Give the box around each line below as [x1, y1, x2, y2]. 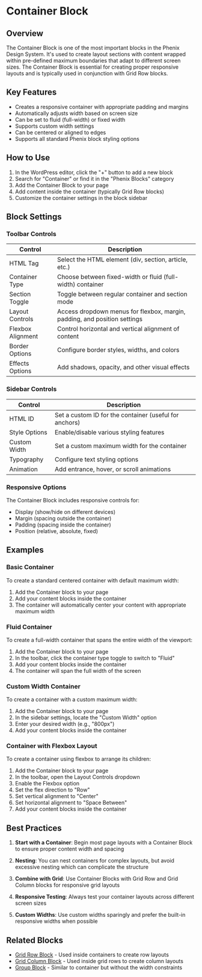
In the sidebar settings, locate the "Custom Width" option [14, 714, 157, 721]
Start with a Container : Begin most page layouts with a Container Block [14, 839, 193, 846]
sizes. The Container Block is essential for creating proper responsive [6, 63, 179, 70]
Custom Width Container [6, 682, 81, 690]
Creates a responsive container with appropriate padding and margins [14, 103, 189, 110]
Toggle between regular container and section [57, 290, 188, 299]
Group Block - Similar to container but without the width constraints [14, 964, 182, 971]
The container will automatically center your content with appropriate [14, 601, 186, 608]
